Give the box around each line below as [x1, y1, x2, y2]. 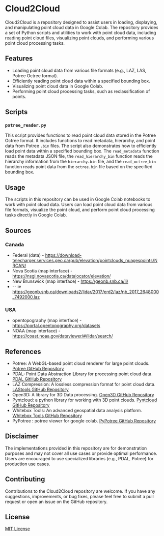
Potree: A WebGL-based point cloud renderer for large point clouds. [12, 360, 150, 366]
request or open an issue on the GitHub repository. [5, 499, 108, 505]
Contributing [5, 475, 45, 483]
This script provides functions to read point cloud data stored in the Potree [5, 132, 156, 138]
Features [5, 55, 33, 63]
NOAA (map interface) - [12, 328, 60, 334]
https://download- [45, 252, 82, 258]
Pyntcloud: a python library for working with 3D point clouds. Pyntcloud [12, 397, 157, 403]
